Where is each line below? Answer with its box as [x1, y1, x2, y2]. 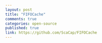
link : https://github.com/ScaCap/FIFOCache [5, 30, 97, 35]
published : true [5, 26, 39, 31]
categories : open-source [5, 21, 57, 26]
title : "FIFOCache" [5, 12, 46, 17]
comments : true [5, 16, 37, 21]
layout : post [5, 7, 32, 12]
